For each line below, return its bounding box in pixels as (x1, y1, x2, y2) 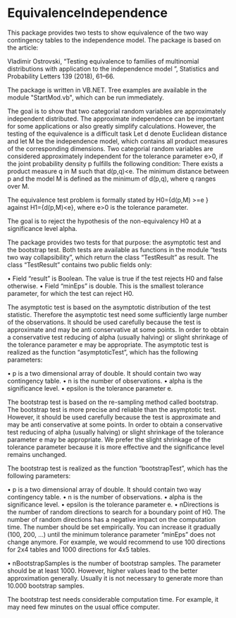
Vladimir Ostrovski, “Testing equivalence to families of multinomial (7, 57, 199, 65)
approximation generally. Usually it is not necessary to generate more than (7, 574, 223, 582)
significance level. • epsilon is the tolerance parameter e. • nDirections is (7, 500, 220, 509)
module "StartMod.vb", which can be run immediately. (7, 93, 164, 102)
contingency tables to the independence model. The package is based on (7, 35, 221, 44)
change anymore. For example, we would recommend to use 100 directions (7, 537, 225, 546)
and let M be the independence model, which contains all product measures (7, 136, 228, 145)
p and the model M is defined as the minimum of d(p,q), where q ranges (7, 174, 216, 183)
